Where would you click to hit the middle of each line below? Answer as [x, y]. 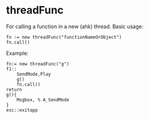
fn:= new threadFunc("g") [38, 64]
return [14, 89]
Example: [17, 53]
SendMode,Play [34, 74]
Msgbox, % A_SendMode [43, 100]
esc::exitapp [22, 110]
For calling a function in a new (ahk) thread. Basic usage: [75, 26]
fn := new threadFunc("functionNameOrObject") [64, 37]
